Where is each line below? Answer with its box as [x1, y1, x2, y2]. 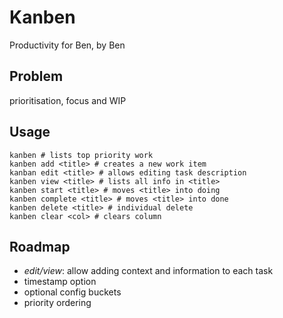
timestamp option [23, 276, 97, 288]
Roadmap [9, 238, 71, 255]
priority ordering [23, 297, 92, 309]
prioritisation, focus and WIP [9, 94, 127, 106]
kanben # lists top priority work [9, 150, 154, 160]
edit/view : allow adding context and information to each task [23, 265, 274, 277]
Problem [9, 68, 64, 85]
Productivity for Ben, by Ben [9, 39, 126, 51]
